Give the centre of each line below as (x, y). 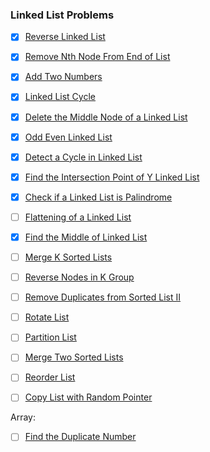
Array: (23, 417)
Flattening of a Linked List (78, 217)
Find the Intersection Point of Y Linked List (112, 177)
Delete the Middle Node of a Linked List (106, 117)
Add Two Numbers (63, 77)
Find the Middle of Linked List (86, 237)
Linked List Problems (62, 15)
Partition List (50, 337)
